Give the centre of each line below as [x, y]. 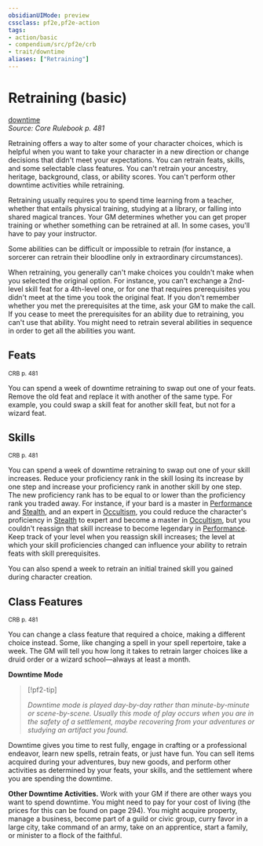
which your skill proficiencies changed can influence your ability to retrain [128, 545]
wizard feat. [27, 413]
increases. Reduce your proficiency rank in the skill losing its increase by [126, 479]
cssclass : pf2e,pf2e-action [54, 23]
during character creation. [50, 577]
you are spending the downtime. [60, 779]
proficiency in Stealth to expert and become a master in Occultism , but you [130, 520]
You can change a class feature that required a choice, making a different [127, 634]
